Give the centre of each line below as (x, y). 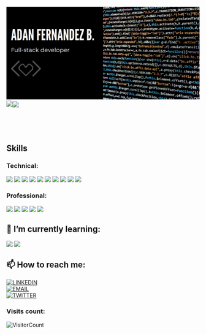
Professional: (27, 195)
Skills (17, 149)
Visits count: (26, 311)
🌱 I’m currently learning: (54, 230)
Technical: (22, 166)
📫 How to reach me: (46, 265)
